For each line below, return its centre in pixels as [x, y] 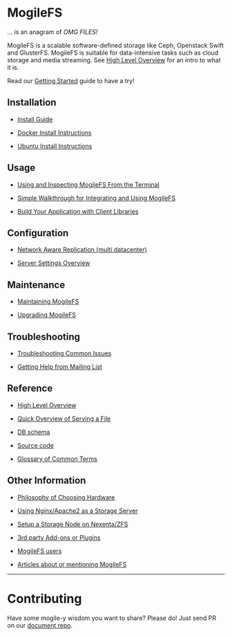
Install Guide [35, 119]
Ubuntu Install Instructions [55, 146]
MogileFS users [39, 551]
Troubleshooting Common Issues [64, 353]
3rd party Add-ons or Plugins [59, 537]
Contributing [45, 598]
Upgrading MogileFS [47, 315]
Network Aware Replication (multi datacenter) [82, 250]
